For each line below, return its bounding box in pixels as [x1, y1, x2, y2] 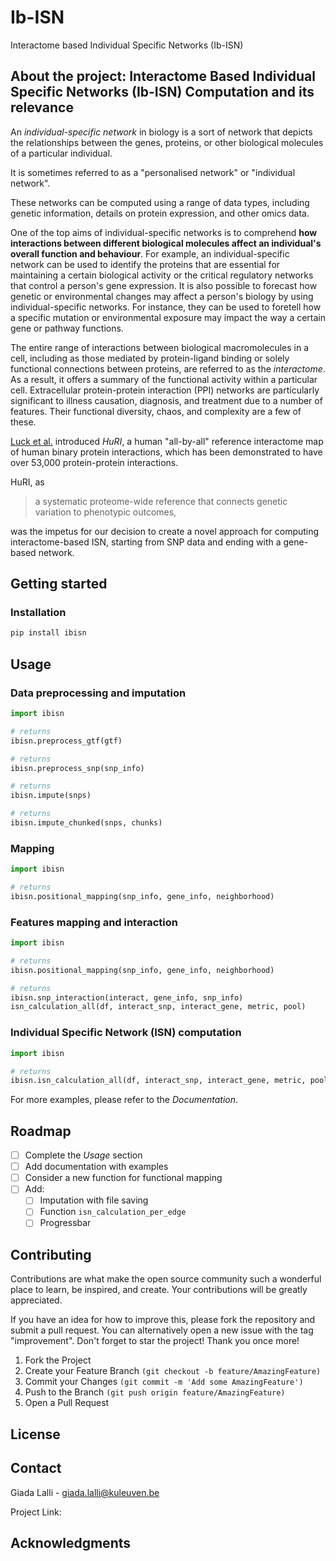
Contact [10, 1460, 62, 1477]
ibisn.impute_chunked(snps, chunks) [10, 818, 163, 828]
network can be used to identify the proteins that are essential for [10, 258, 281, 270]
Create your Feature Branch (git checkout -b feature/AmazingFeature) [24, 1365, 322, 1377]
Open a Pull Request [24, 1397, 110, 1409]
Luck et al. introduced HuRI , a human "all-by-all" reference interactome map [10, 435, 324, 447]
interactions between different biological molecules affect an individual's [10, 237, 322, 249]
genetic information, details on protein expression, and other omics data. [10, 207, 310, 219]
